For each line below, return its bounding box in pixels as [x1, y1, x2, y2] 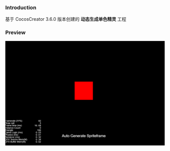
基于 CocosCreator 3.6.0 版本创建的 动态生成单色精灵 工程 [5, 16, 126, 22]
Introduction [5, 4, 36, 11]
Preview [5, 29, 26, 36]
